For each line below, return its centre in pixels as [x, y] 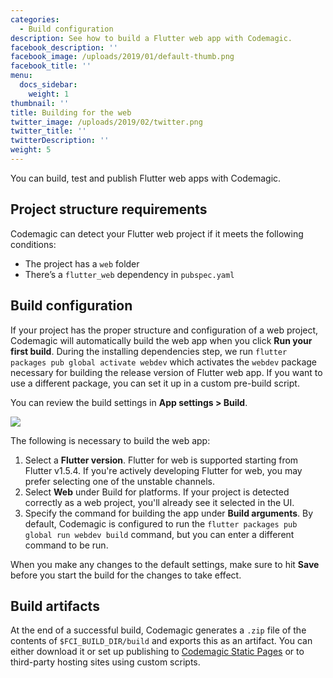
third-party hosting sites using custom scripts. [105, 662]
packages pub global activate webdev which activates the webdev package [163, 362]
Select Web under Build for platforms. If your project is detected [157, 492]
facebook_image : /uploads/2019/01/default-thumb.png [122, 57]
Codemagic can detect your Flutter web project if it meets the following [157, 233]
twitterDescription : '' [60, 141]
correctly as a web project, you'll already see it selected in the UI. [159, 502]
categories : [35, 19]
